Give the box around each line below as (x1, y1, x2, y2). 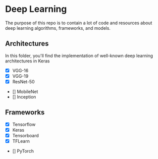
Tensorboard (12, 132, 39, 138)
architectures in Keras (5, 58, 50, 64)
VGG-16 (12, 67, 29, 73)
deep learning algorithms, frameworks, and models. (5, 25, 110, 31)
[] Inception (12, 94, 36, 100)
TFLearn (12, 138, 30, 144)
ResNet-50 (12, 78, 35, 85)
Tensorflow (12, 121, 36, 127)
